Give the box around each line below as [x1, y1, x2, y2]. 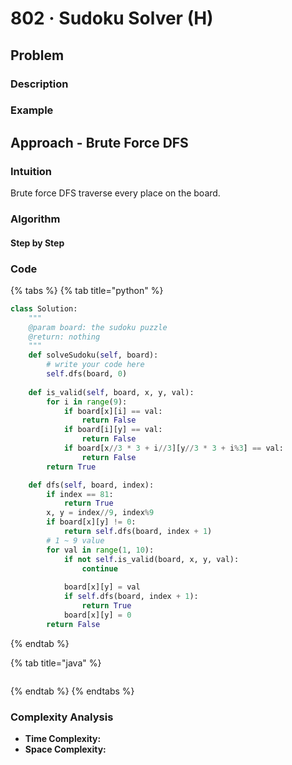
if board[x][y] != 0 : [46, 517, 137, 527]
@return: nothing [28, 332, 101, 342]
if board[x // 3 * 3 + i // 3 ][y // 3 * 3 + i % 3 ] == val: [63, 443, 285, 454]
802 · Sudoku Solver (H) [10, 7, 214, 30]
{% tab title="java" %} [10, 657, 102, 669]
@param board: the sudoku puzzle [28, 322, 168, 332]
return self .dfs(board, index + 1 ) [63, 527, 213, 537]
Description [10, 77, 69, 91]
